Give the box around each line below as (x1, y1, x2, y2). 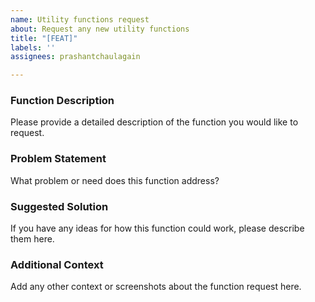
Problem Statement (10, 152, 107, 166)
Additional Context (10, 257, 104, 271)
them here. (10, 233, 55, 245)
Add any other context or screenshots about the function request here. (10, 281, 302, 293)
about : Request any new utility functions (10, 24, 190, 34)
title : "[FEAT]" (10, 33, 78, 43)
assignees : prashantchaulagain (10, 52, 141, 62)
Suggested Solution (10, 199, 109, 213)
